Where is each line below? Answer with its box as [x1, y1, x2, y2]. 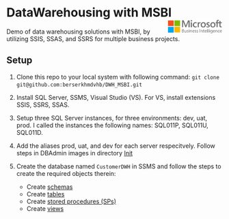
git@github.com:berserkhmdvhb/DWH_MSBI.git [16, 81, 143, 88]
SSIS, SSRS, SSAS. [16, 101, 70, 109]
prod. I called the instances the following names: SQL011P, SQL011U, [16, 121, 209, 129]
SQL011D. [16, 128, 44, 136]
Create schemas [26, 183, 73, 191]
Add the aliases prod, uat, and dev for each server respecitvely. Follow [16, 142, 216, 150]
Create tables [26, 190, 65, 198]
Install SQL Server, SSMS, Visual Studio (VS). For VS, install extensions [16, 93, 216, 101]
